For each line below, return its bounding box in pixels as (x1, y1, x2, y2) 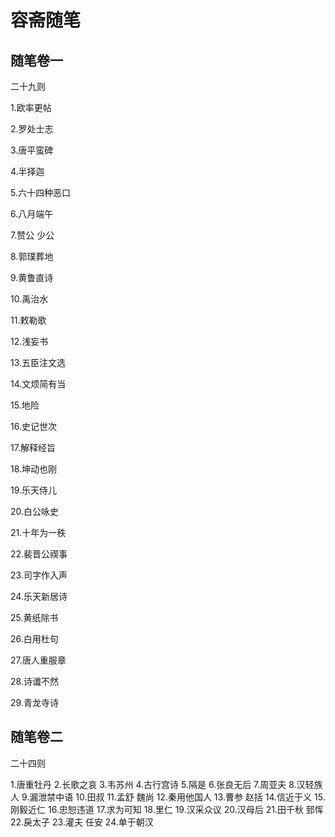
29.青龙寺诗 (10, 697, 59, 708)
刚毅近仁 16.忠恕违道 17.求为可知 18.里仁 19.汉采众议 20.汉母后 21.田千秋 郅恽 (10, 803, 324, 815)
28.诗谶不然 (10, 676, 59, 687)
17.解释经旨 (10, 442, 56, 453)
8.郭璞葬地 (10, 251, 54, 262)
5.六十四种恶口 (10, 187, 71, 198)
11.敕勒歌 (10, 314, 47, 326)
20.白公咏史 (10, 506, 60, 517)
